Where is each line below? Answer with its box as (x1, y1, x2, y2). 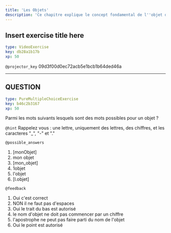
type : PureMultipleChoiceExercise (5, 96, 79, 101)
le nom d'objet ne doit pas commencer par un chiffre (12, 211, 124, 217)
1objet (12, 165, 25, 171)
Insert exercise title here (5, 31, 84, 40)
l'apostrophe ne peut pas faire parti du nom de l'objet (12, 217, 125, 223)
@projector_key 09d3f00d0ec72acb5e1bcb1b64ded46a (5, 63, 122, 69)
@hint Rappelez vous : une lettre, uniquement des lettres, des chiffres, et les (5, 125, 165, 131)
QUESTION (5, 83, 41, 92)
